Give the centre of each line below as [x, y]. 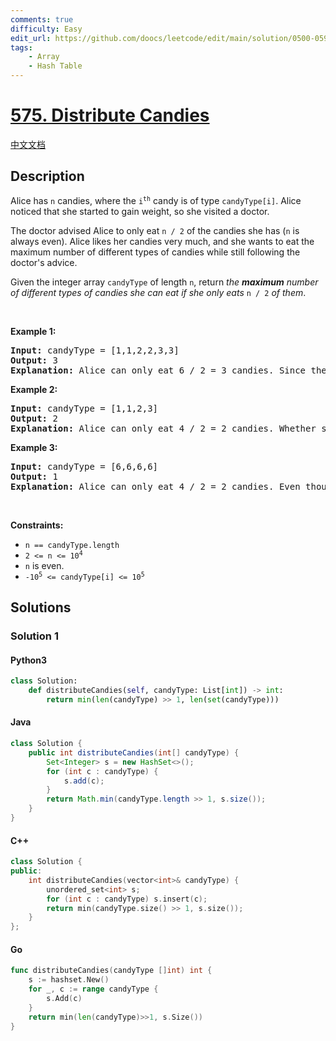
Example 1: [33, 331]
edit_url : [31, 38]
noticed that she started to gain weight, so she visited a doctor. [140, 211]
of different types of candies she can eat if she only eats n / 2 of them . [158, 292]
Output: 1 [34, 476]
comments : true [42, 19]
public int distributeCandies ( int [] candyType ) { [134, 752]
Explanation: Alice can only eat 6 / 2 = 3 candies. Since [158, 370]
